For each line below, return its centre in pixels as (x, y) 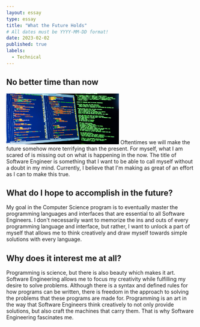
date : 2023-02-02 (28, 38)
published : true (26, 44)
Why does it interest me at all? (64, 258)
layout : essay (24, 13)
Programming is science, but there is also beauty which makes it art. (91, 273)
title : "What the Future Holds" (47, 25)
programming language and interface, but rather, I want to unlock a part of (98, 227)
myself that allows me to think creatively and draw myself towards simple (97, 233)
